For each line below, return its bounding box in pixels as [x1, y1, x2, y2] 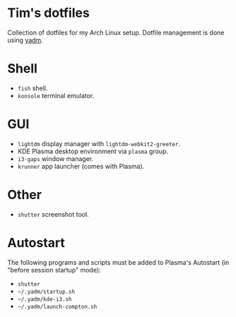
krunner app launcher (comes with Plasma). [17, 162, 145, 170]
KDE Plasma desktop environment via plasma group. [17, 147, 168, 155]
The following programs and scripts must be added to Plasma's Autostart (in [7, 258, 230, 266]
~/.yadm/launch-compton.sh [17, 303, 98, 310]
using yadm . [7, 35, 44, 44]
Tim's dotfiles [7, 5, 90, 21]
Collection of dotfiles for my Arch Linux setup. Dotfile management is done [7, 28, 225, 37]
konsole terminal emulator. [17, 91, 95, 100]
